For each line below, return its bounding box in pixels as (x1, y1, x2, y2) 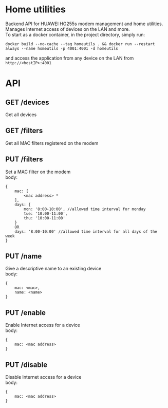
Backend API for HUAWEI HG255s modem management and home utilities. (5, 21, 163, 27)
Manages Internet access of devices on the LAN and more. (5, 26, 130, 32)
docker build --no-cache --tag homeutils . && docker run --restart (5, 41, 155, 47)
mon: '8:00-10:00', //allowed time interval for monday (24, 207, 146, 212)
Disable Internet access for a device (5, 374, 82, 380)
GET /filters (5, 126, 43, 135)
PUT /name (5, 252, 42, 261)
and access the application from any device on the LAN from (5, 55, 134, 61)
